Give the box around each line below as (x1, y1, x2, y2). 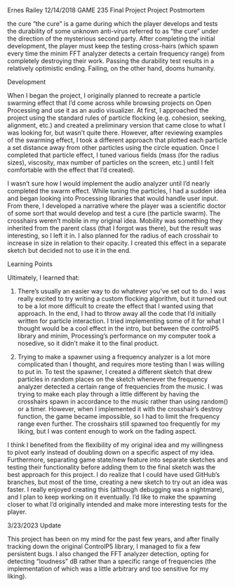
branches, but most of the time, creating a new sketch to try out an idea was (7, 478, 228, 486)
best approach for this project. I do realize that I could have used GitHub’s (7, 471, 220, 478)
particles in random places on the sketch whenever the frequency (17, 375, 208, 383)
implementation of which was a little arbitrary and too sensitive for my (7, 565, 209, 573)
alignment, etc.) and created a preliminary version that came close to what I (7, 121, 226, 129)
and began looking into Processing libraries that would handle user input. (7, 194, 219, 202)
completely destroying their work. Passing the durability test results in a (7, 57, 215, 65)
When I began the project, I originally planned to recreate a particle (7, 91, 201, 99)
